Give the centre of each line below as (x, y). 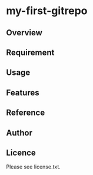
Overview (24, 33)
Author (19, 133)
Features (23, 93)
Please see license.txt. (33, 167)
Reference (26, 113)
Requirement (30, 52)
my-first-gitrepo (47, 11)
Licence (21, 152)
